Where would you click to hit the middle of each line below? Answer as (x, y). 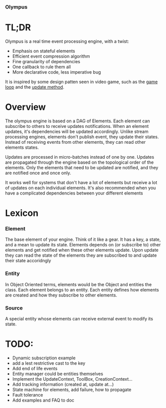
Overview (26, 107)
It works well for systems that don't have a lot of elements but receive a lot (81, 182)
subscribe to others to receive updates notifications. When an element (77, 126)
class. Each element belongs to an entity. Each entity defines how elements (82, 290)
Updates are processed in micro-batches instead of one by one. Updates (80, 157)
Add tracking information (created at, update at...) (63, 384)
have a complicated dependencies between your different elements (74, 193)
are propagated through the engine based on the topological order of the (80, 162)
